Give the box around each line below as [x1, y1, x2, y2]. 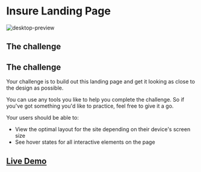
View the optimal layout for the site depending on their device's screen [14, 126, 191, 133]
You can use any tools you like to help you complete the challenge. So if [6, 96, 185, 103]
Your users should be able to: [6, 114, 79, 121]
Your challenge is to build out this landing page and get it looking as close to [6, 78, 196, 85]
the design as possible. [6, 84, 64, 91]
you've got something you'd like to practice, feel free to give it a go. [6, 102, 174, 109]
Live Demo [6, 156, 47, 166]
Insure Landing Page [6, 4, 111, 18]
